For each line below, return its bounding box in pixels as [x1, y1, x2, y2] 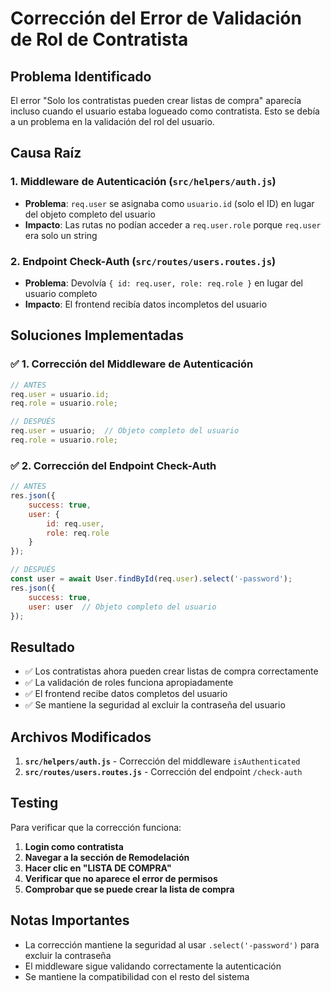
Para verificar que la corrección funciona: [10, 821, 182, 833]
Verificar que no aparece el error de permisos [24, 872, 218, 884]
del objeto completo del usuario [24, 208, 156, 220]
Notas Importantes [10, 912, 130, 929]
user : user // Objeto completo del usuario [28, 602, 217, 612]
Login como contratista [24, 840, 124, 852]
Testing [10, 795, 59, 812]
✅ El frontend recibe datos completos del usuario [24, 688, 228, 700]
